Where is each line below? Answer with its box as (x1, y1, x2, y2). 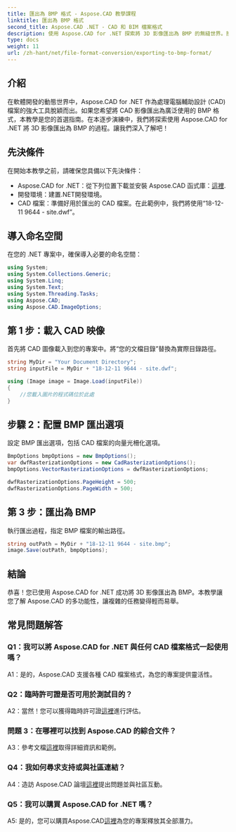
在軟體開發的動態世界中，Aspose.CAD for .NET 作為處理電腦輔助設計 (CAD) (7, 97, 226, 105)
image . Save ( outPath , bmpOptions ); (7, 546, 109, 554)
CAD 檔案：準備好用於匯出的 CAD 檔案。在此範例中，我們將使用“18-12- (17, 198, 224, 207)
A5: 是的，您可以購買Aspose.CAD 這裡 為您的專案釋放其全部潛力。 (7, 817, 197, 825)
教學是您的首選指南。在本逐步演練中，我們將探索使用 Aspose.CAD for (25, 115, 228, 123)
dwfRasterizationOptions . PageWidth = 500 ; (7, 485, 133, 492)
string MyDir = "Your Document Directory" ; (7, 359, 137, 366)
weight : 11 (7, 43, 39, 50)
